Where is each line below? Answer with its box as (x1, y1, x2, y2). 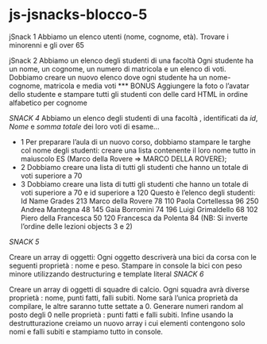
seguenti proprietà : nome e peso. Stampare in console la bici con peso (9, 261, 242, 270)
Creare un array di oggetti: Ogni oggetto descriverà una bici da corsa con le (9, 252, 257, 261)
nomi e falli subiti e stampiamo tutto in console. (9, 327, 164, 336)
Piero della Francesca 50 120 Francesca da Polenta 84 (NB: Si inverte (20, 213, 249, 222)
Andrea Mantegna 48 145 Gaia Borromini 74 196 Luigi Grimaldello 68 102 (20, 204, 258, 214)
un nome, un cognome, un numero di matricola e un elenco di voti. (9, 64, 226, 73)
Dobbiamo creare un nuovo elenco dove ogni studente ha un (9, 72, 207, 82)
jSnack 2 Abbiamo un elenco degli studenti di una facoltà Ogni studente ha (9, 56, 253, 65)
